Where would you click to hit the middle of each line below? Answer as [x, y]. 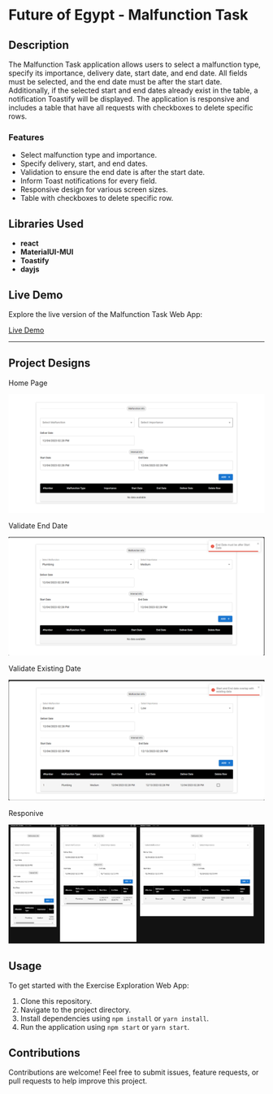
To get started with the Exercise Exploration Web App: [99, 986]
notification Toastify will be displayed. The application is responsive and [129, 99]
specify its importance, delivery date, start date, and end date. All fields [128, 73]
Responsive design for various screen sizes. [94, 189]
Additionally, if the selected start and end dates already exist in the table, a [133, 90]
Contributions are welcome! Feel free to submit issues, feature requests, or [134, 1072]
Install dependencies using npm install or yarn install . [115, 1018]
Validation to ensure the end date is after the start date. [113, 172]
